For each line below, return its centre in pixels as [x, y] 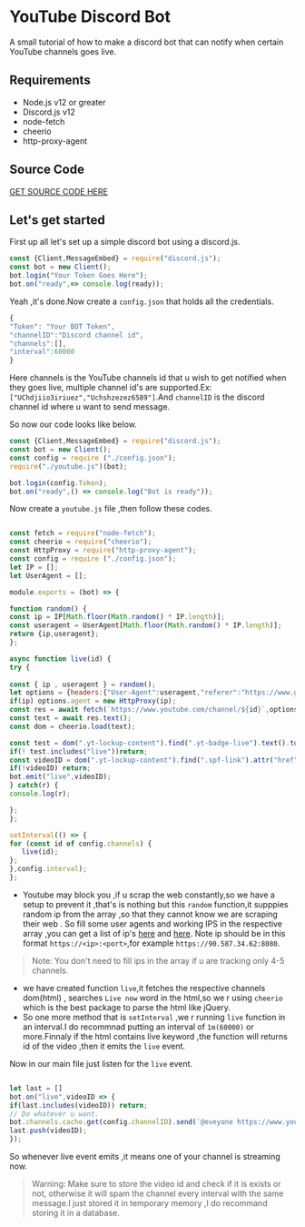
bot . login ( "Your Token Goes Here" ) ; [79, 276]
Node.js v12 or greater [64, 102]
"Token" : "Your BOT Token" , [63, 326]
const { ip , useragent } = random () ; [83, 684]
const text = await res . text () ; [70, 718]
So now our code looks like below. [74, 424]
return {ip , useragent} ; [54, 634]
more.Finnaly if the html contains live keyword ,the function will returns [155, 1036]
